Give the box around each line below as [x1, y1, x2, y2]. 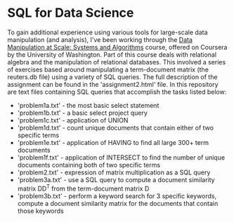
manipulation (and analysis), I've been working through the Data [7, 35, 193, 43]
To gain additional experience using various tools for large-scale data [7, 28, 209, 36]
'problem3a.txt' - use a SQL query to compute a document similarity [17, 175, 216, 183]
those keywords [17, 207, 65, 215]
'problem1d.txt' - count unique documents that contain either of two [17, 123, 214, 132]
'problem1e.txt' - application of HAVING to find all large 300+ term [17, 138, 209, 146]
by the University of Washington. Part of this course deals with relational [7, 50, 216, 59]
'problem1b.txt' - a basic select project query [17, 109, 148, 117]
